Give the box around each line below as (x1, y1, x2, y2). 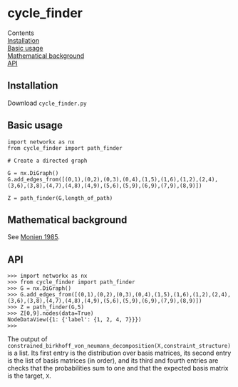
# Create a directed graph (7, 157, 88, 164)
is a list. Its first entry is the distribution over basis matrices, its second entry (7, 348, 232, 358)
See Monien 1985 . (7, 233, 61, 241)
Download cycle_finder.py (7, 99, 87, 107)
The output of (7, 335, 48, 343)
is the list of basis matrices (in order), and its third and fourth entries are (7, 356, 219, 365)
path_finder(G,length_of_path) (20, 194, 113, 201)
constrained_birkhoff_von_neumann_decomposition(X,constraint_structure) (7, 343, 232, 350)
